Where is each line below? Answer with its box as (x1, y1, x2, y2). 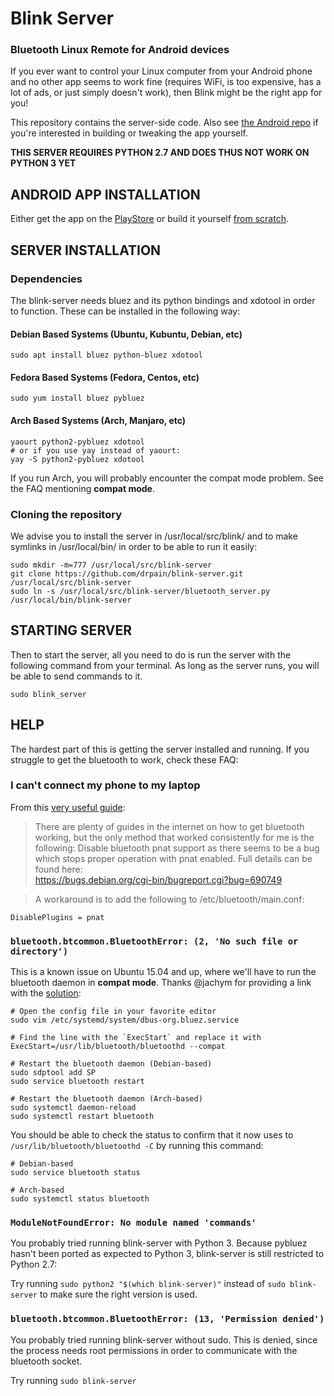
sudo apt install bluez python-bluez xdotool (10, 350, 203, 361)
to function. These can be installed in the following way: (10, 305, 241, 317)
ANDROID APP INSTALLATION (10, 186, 201, 203)
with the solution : (10, 987, 82, 999)
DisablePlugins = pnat (10, 912, 105, 922)
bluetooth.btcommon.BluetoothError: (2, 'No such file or (10, 935, 299, 947)
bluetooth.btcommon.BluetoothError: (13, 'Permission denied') (10, 1313, 325, 1325)
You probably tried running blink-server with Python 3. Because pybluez (10, 1237, 308, 1249)
